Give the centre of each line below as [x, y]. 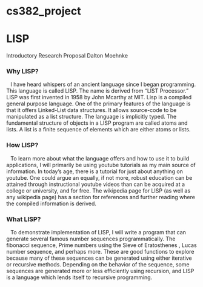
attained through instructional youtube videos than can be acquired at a [96, 184]
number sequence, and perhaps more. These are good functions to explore [100, 252]
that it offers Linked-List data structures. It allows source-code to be [92, 110]
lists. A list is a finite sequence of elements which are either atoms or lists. [98, 130]
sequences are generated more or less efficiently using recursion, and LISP [100, 271]
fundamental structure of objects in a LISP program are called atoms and [97, 123]
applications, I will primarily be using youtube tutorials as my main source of [101, 165]
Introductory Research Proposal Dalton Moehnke [67, 56]
